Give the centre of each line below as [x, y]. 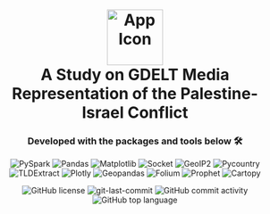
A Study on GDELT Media [135, 75]
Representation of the [94, 94]
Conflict [158, 113]
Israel [103, 113]
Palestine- [219, 94]
